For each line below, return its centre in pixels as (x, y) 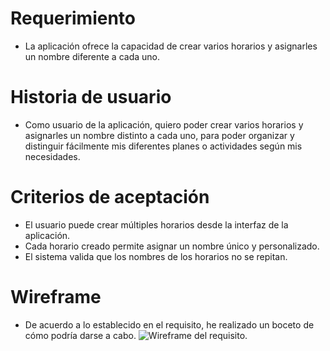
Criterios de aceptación (110, 197)
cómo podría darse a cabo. (80, 335)
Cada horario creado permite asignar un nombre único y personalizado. (172, 246)
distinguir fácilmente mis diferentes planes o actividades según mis (163, 146)
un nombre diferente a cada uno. (92, 56)
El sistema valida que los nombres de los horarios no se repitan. (156, 256)
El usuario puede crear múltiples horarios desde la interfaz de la (156, 224)
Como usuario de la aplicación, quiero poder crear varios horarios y (164, 124)
